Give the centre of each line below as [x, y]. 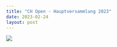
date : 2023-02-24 [27, 17]
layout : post [22, 22]
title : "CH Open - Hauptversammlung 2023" [59, 11]
